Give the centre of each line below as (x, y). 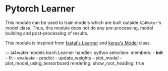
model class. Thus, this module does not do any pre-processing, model (79, 27)
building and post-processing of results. (47, 33)
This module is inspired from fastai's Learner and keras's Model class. (78, 42)
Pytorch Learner (40, 9)
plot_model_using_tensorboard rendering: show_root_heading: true (75, 63)
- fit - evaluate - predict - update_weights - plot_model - (64, 57)
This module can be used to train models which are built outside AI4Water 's (83, 22)
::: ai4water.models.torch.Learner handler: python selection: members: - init (84, 52)
